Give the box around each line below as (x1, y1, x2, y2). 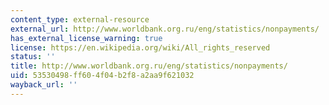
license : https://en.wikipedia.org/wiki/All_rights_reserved (10, 42, 271, 53)
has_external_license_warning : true (10, 33, 163, 43)
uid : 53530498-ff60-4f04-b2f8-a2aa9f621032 (10, 71, 195, 81)
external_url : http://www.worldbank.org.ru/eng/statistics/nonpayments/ (10, 24, 320, 34)
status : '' (10, 52, 56, 62)
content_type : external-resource (10, 14, 150, 25)
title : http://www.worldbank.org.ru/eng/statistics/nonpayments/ (10, 61, 288, 71)
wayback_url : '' (10, 80, 78, 90)
